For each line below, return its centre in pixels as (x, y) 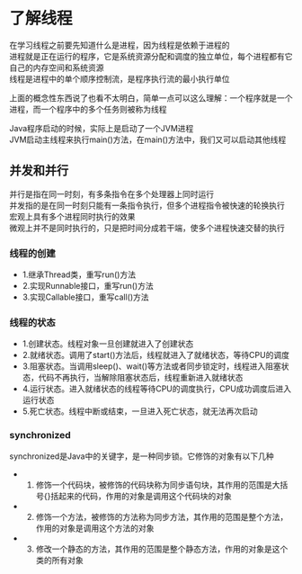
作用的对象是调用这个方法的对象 (95, 528)
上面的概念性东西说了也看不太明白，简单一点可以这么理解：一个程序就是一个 (151, 98)
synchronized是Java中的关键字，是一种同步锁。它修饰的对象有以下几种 (142, 456)
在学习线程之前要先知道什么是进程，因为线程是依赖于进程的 (120, 45)
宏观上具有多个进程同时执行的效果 (72, 216)
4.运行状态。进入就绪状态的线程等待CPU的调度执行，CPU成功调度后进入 (157, 389)
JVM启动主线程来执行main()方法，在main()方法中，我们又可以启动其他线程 (148, 139)
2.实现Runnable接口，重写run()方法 (88, 286)
